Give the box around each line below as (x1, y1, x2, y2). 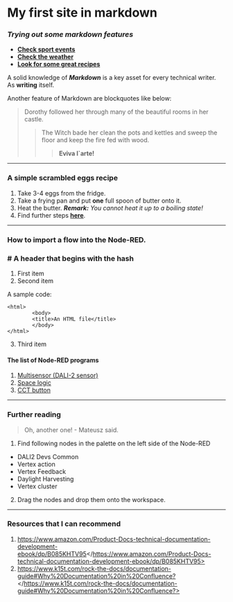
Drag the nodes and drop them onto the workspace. (17, 495, 166, 504)
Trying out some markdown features (7, 30, 134, 40)
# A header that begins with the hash (7, 253, 134, 263)
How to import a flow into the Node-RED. (7, 234, 146, 244)
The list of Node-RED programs (7, 356, 99, 364)
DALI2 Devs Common (17, 452, 79, 461)
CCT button (17, 386, 51, 395)
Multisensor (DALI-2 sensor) (17, 371, 98, 379)
